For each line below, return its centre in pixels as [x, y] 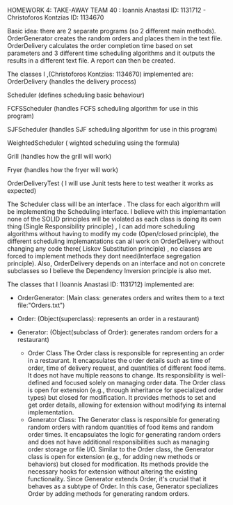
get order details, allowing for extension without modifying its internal [127, 405]
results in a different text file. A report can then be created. [91, 61]
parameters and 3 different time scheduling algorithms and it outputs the [111, 53]
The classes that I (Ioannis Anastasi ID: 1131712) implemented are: [101, 284]
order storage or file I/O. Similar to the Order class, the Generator [121, 449]
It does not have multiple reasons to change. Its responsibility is [119, 375]
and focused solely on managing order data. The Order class [138, 383]
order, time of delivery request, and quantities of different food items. [127, 368]
